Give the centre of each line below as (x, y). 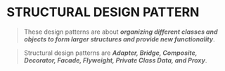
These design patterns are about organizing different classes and (121, 32)
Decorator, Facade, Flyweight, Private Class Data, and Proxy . (115, 60)
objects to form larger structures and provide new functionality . (119, 39)
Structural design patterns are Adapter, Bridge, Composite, (110, 53)
